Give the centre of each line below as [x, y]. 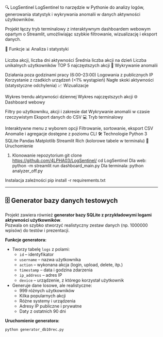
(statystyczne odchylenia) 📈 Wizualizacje [47, 85]
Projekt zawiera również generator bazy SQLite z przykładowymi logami [78, 215]
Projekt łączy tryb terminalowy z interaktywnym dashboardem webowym [78, 29]
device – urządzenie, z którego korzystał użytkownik [72, 280]
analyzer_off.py [27, 171]
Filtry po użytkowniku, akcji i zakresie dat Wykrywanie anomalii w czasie [78, 112]
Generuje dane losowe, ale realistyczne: [52, 285]
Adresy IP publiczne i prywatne [50, 306]
